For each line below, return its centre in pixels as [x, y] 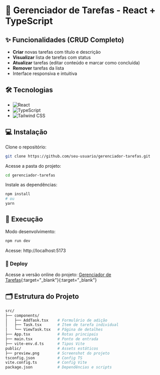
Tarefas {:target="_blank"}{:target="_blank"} [51, 280]
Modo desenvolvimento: [30, 231]
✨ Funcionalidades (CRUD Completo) [65, 40]
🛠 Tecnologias [29, 90]
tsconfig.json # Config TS [44, 358]
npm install [18, 194]
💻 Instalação [26, 132]
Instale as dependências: [31, 185]
